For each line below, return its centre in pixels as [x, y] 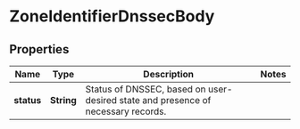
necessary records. [126, 111]
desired [101, 100]
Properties [39, 49]
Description [168, 74]
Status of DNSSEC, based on [146, 89]
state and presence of [165, 100]
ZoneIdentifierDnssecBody [112, 16]
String [63, 100]
